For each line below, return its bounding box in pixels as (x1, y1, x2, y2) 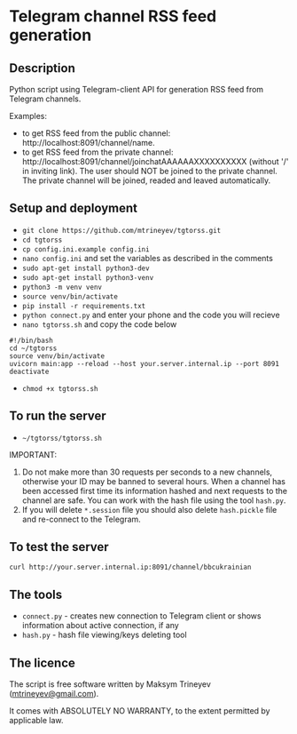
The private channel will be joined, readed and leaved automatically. (21, 175, 271, 186)
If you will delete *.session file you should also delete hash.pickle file (21, 504, 277, 515)
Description (9, 60, 75, 76)
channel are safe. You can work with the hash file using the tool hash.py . (21, 495, 286, 506)
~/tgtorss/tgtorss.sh (21, 434, 102, 443)
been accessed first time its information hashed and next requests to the (21, 485, 288, 496)
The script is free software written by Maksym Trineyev (9, 679, 211, 690)
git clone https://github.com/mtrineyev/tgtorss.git (21, 226, 222, 235)
